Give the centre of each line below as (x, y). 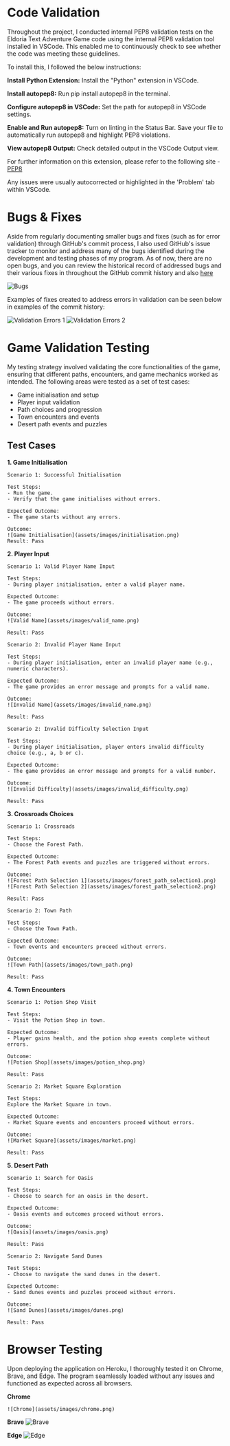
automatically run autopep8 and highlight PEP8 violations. (89, 135)
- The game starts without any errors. (64, 517)
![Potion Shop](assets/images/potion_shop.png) (77, 1062)
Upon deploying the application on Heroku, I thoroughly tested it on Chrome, (115, 1368)
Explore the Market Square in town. (59, 1104)
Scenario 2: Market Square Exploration (64, 1086)
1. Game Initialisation (37, 462)
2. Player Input (28, 554)
